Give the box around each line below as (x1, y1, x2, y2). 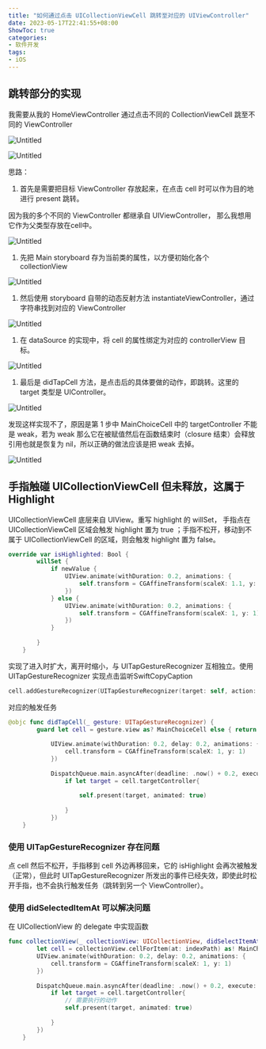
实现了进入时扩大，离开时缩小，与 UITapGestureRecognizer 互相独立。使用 (8, 661, 254, 671)
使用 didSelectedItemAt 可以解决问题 (8, 902, 150, 913)
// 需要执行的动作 (64, 997, 117, 1005)
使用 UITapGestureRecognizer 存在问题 (8, 841, 160, 852)
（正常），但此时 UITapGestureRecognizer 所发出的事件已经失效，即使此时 (8, 871, 251, 880)
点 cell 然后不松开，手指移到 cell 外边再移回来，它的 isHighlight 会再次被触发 (8, 861, 258, 871)
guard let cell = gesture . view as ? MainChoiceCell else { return (36, 725, 257, 733)
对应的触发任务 (8, 702, 57, 712)
